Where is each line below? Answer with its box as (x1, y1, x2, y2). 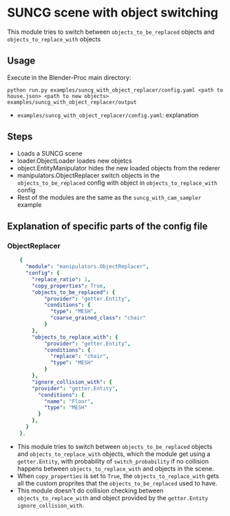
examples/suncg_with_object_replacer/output (7, 99, 137, 106)
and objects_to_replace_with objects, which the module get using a (17, 450, 211, 458)
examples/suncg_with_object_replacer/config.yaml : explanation (17, 110, 199, 119)
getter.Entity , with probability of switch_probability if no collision (17, 457, 209, 465)
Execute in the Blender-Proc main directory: (7, 73, 132, 81)
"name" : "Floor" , (43, 398, 94, 405)
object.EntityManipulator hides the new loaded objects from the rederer (17, 163, 220, 172)
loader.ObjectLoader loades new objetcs (17, 157, 132, 165)
